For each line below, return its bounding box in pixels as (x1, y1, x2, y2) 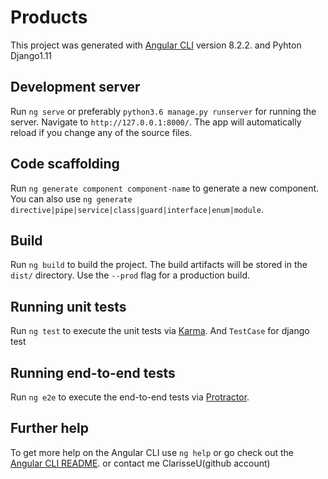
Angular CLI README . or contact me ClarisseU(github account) (10, 457, 271, 469)
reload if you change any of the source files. (10, 126, 193, 138)
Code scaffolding (10, 156, 120, 173)
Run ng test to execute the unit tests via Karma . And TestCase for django (10, 325, 310, 337)
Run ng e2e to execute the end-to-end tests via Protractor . (10, 391, 250, 403)
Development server (10, 79, 141, 96)
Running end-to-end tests (10, 364, 176, 381)
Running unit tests (10, 298, 127, 315)
